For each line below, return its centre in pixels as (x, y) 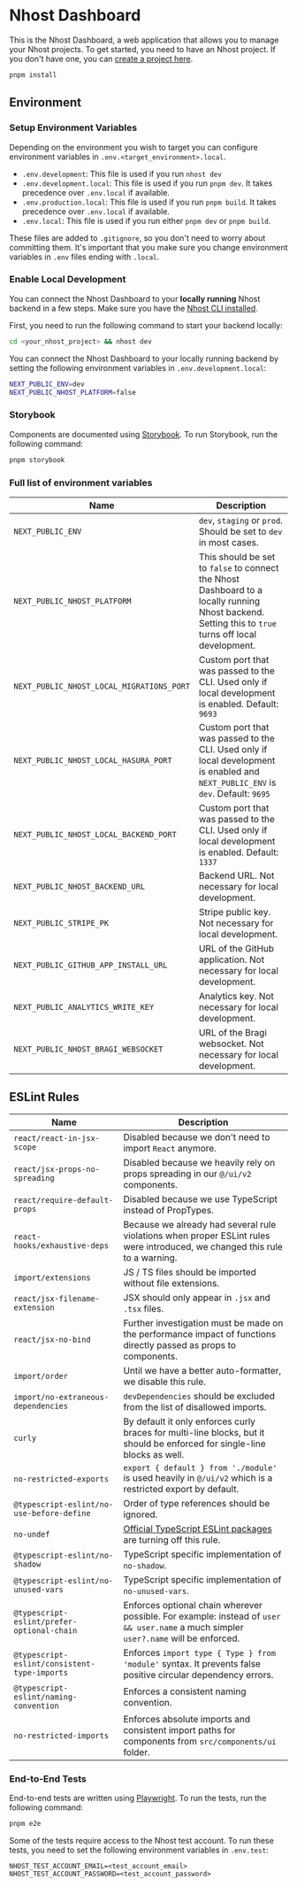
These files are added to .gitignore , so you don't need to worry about (137, 238)
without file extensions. (171, 1282)
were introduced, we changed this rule (203, 1246)
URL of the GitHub (236, 948)
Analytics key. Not (236, 996)
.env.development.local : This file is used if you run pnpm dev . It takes (147, 183)
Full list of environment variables (81, 482)
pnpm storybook (37, 460)
